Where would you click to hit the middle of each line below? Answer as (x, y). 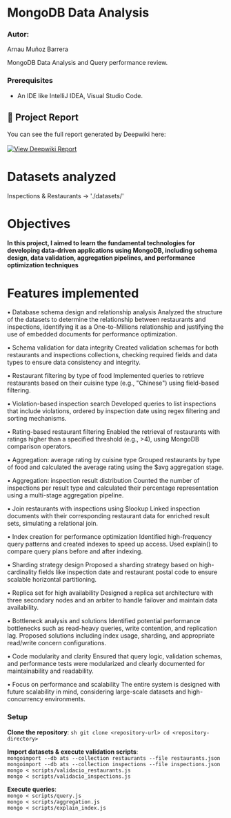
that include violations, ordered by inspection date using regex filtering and (114, 411)
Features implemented (73, 293)
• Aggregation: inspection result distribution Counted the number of (103, 481)
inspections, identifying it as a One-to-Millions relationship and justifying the (115, 327)
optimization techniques (43, 265)
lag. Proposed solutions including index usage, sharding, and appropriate (111, 636)
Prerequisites (30, 81)
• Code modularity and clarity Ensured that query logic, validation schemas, (115, 656)
